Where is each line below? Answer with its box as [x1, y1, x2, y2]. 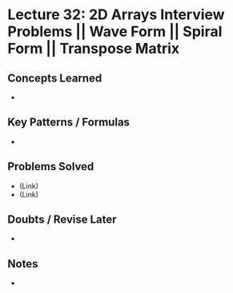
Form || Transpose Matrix [7, 40, 180, 57]
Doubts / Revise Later [7, 213, 117, 227]
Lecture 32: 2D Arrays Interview [7, 6, 225, 24]
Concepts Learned [7, 71, 102, 85]
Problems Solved [7, 160, 94, 173]
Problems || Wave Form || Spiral [7, 22, 223, 41]
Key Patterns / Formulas [7, 116, 130, 129]
